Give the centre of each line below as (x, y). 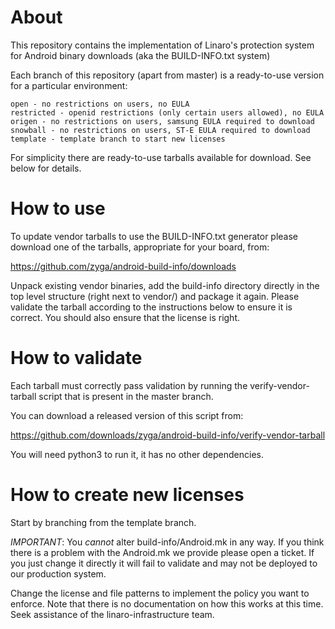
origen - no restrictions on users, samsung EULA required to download (162, 121)
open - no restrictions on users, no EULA (100, 104)
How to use (58, 208)
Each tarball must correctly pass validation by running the (129, 385)
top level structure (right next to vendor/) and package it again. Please (155, 296)
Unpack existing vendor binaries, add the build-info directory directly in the (165, 285)
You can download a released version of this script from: (127, 415)
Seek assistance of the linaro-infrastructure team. (112, 614)
